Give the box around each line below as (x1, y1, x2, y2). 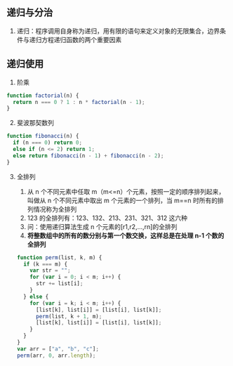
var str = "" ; (29, 267, 71, 274)
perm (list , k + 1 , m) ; (35, 313, 102, 320)
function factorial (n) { (6, 92, 79, 99)
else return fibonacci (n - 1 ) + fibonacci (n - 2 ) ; (13, 152, 164, 159)
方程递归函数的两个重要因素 (41, 35, 122, 44)
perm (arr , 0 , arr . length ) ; (16, 352, 96, 359)
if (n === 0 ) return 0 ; (13, 139, 82, 146)
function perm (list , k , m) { (16, 254, 102, 261)
